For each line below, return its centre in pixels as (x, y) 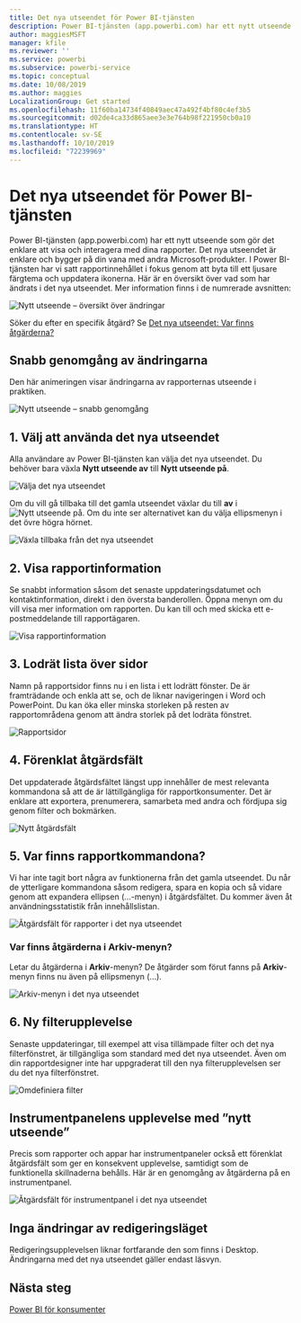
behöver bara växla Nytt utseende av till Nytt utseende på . (120, 469)
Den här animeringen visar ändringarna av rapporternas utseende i (133, 382)
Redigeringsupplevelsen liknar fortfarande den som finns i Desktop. (134, 1250)
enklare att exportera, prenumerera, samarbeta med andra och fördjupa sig (148, 800)
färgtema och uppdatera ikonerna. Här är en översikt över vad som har (140, 278)
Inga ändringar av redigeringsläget (109, 1228)
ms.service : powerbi (48, 59)
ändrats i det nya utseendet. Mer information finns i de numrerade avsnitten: (150, 288)
